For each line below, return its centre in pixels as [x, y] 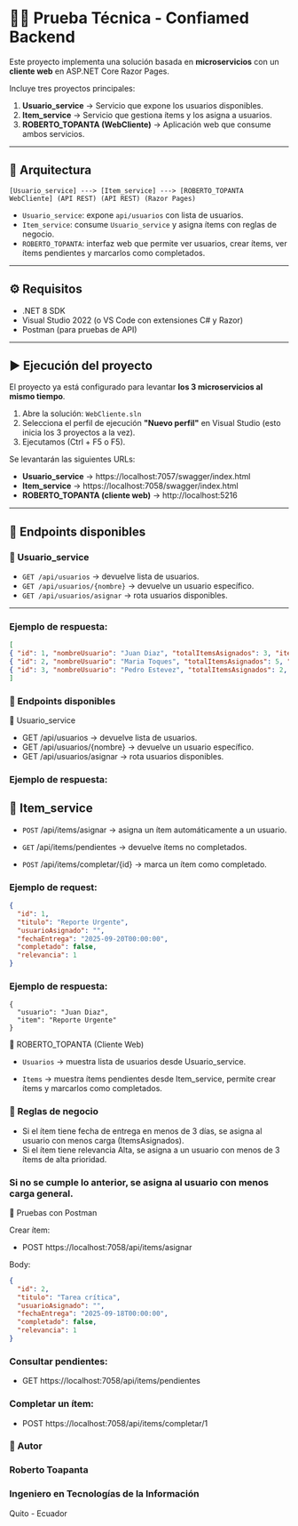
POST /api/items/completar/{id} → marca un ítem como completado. [145, 864]
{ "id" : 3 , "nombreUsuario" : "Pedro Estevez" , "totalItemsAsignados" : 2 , [149, 670]
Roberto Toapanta [49, 1470]
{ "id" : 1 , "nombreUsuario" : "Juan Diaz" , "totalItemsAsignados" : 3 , [141, 654]
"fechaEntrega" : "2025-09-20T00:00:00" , [93, 939]
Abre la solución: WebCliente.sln [82, 414]
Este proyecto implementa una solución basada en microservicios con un [144, 61]
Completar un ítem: [52, 1404]
